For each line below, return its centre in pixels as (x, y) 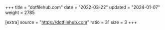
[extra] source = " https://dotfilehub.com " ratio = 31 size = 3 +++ (71, 22)
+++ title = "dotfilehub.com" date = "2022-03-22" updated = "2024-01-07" (83, 7)
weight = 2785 (20, 12)
